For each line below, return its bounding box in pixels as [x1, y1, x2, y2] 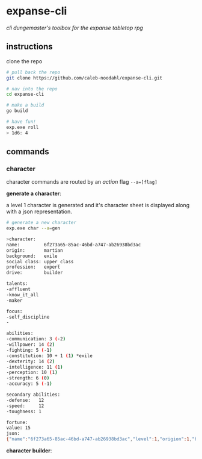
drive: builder [6, 270, 63, 276]
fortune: [6, 419, 28, 425]
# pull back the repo [6, 69, 61, 75]
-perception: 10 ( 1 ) [6, 369, 58, 376]
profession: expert [6, 264, 61, 270]
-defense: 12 [6, 397, 44, 403]
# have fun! [6, 119, 36, 125]
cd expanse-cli [6, 92, 44, 98]
